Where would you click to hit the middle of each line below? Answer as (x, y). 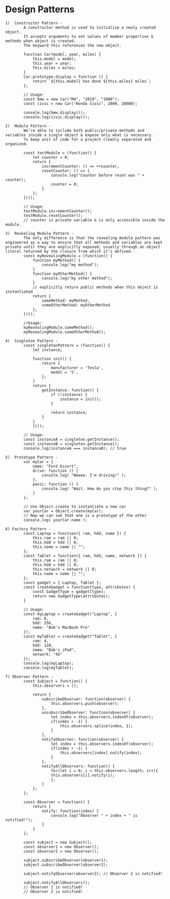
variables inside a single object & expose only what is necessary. (79, 135)
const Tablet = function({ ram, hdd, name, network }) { (85, 556)
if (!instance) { (69, 394)
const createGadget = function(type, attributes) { (80, 587)
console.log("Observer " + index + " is (94, 815)
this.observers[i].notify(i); (83, 775)
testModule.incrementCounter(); (58, 211)
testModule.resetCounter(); (53, 215)
